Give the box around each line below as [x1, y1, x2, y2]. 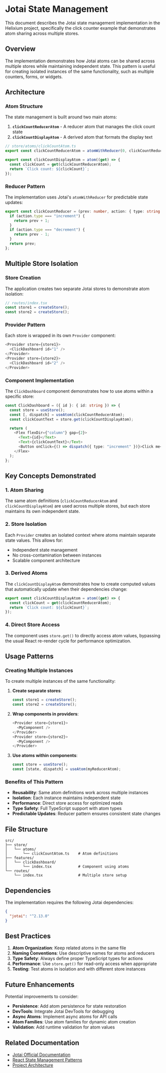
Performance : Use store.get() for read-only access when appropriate [12, 961, 157, 967]
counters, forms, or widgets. [5, 73, 63, 80]
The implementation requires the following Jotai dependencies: [5, 899, 134, 905]
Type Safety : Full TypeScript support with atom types [12, 806, 122, 812]
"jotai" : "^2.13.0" [9, 914, 50, 919]
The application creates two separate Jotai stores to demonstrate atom [5, 286, 150, 292]
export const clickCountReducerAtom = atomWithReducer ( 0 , [5, 149, 127, 153]
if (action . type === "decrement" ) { [9, 227, 85, 232]
